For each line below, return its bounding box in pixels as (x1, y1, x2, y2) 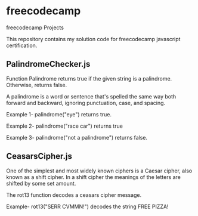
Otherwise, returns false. (6, 81, 67, 88)
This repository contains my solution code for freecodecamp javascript (6, 35, 181, 42)
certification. (6, 42, 38, 49)
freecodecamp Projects (6, 24, 64, 31)
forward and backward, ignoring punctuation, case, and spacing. (6, 99, 166, 106)
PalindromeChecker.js (6, 59, 91, 69)
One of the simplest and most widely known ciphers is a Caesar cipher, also (6, 167, 193, 174)
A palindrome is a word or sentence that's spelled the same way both (6, 92, 177, 100)
